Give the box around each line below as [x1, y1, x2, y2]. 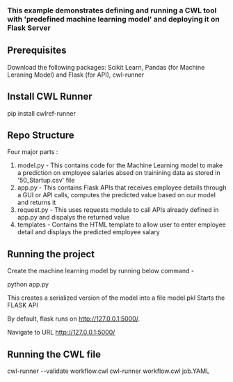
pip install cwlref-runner [7, 109, 77, 117]
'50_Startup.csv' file [17, 176, 75, 185]
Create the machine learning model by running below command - [7, 267, 195, 275]
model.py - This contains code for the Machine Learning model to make [17, 161, 223, 169]
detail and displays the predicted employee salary [17, 228, 160, 236]
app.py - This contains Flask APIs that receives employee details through [17, 183, 227, 192]
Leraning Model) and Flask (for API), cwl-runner [7, 70, 145, 79]
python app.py [7, 280, 49, 289]
